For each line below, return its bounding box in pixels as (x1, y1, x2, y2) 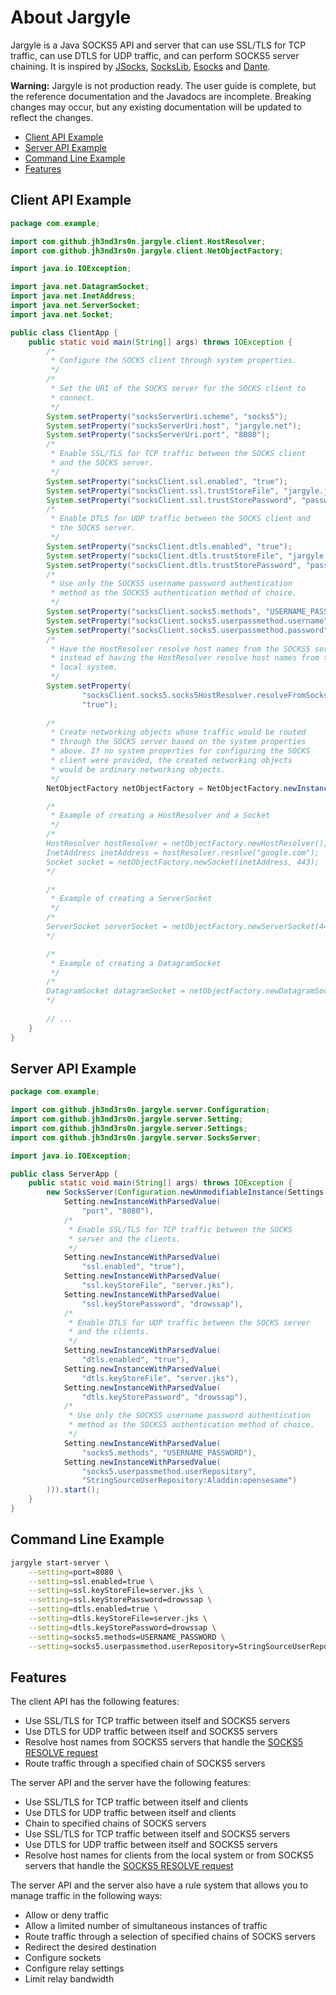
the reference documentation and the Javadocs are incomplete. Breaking (10, 90, 312, 102)
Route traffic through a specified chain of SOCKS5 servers (24, 1757, 266, 1770)
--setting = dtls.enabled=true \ (28, 1604, 159, 1615)
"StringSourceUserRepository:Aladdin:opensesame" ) (81, 1476, 298, 1486)
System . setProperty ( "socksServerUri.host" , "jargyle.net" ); (46, 421, 302, 431)
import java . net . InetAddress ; (10, 291, 137, 301)
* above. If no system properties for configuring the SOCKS (50, 746, 311, 756)
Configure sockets (24, 1952, 102, 1964)
